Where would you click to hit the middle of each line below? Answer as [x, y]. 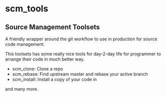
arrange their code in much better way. [45, 59]
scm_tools [27, 9]
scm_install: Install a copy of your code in [55, 79]
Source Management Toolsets [53, 27]
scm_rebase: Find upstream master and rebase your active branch [80, 74]
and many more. [22, 89]
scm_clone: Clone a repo [38, 69]
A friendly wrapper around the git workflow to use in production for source [81, 39]
